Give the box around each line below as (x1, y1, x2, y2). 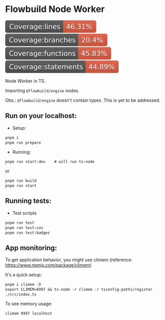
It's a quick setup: (5, 272, 42, 278)
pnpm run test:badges (5, 230, 50, 235)
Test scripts (12, 210, 37, 216)
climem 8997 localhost (5, 311, 52, 316)
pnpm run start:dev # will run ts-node (5, 159, 95, 164)
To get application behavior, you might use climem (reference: (5, 257, 133, 263)
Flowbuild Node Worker (5, 3, 105, 15)
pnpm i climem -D (5, 282, 41, 287)
